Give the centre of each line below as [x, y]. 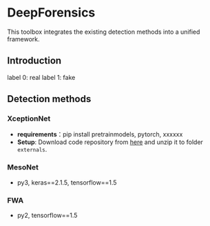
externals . [32, 150]
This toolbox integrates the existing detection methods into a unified [104, 32]
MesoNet [23, 167]
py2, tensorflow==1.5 [47, 216]
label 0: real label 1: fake [41, 77]
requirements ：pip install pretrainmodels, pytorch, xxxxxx [100, 134]
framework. [23, 39]
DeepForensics [51, 13]
